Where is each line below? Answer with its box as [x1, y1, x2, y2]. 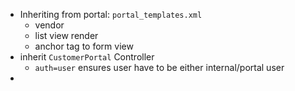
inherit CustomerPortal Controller [19, 51, 155, 63]
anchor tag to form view [34, 40, 134, 52]
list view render [34, 30, 99, 41]
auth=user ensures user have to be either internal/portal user [34, 62, 285, 73]
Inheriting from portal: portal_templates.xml [19, 9, 203, 20]
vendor [34, 19, 65, 31]
